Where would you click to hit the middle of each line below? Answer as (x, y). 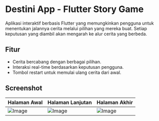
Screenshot (24, 88)
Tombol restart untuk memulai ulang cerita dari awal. (67, 72)
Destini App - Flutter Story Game (74, 9)
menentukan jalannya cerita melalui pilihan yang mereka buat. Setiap (76, 28)
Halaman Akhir (115, 102)
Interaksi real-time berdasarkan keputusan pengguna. (68, 67)
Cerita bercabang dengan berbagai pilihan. (57, 62)
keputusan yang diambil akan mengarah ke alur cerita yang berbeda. (76, 34)
